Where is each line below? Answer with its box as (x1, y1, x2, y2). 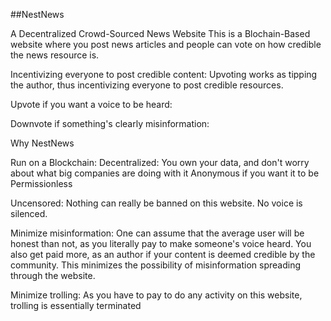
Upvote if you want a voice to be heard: (10, 99, 173, 110)
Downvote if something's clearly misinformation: (10, 118, 210, 129)
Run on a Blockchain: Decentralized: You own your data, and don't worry (10, 157, 310, 168)
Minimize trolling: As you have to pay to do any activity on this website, (10, 289, 303, 301)
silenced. (10, 208, 48, 219)
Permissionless (10, 178, 73, 189)
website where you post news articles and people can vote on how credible (10, 39, 322, 50)
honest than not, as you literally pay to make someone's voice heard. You (10, 238, 312, 249)
